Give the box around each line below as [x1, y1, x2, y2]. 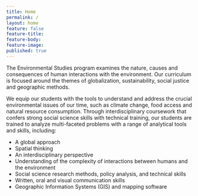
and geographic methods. [6, 83, 70, 91]
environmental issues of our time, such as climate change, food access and [6, 101, 193, 108]
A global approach [14, 138, 61, 146]
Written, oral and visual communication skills [14, 176, 126, 183]
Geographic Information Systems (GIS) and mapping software [14, 183, 167, 190]
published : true [6, 48, 47, 54]
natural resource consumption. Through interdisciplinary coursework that [6, 107, 187, 114]
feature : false [6, 25, 44, 32]
